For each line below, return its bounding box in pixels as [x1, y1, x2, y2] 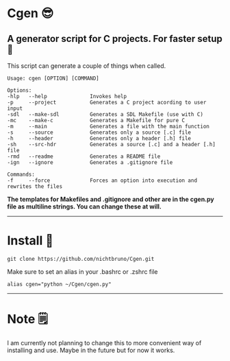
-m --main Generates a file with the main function [7, 123, 210, 130]
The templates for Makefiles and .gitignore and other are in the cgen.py [7, 195, 214, 203]
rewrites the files [7, 183, 63, 190]
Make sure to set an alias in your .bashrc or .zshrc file [7, 267, 158, 276]
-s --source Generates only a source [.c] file [7, 129, 192, 136]
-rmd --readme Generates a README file [7, 153, 161, 160]
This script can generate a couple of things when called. [7, 62, 166, 70]
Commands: [7, 171, 36, 178]
